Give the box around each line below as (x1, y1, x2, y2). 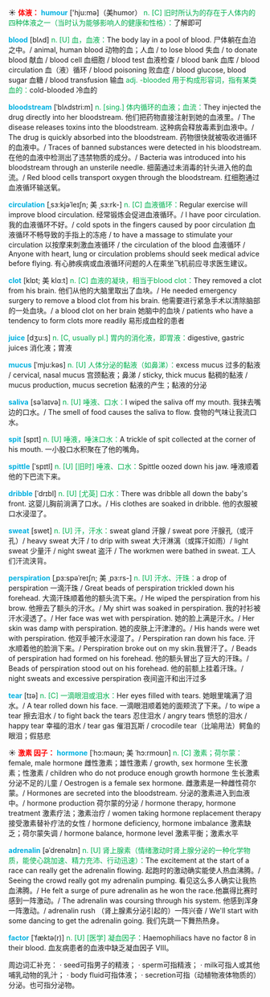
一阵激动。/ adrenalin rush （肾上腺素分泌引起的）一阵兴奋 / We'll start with (8, 906, 259, 915)
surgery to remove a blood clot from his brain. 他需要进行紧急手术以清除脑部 (8, 296, 261, 305)
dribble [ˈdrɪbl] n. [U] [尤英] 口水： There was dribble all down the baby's (8, 489, 247, 498)
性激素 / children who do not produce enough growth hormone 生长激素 (22, 768, 260, 777)
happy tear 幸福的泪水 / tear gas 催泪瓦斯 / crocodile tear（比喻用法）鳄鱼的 (8, 721, 261, 730)
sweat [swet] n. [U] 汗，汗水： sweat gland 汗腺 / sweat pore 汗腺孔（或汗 (8, 526, 254, 535)
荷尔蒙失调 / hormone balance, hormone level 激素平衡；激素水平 (22, 828, 239, 838)
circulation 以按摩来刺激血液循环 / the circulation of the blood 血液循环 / (8, 240, 246, 249)
